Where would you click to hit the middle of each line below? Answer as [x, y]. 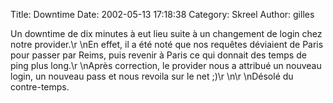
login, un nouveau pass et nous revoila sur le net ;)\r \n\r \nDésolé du [152, 76]
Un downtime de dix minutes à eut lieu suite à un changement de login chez [166, 33]
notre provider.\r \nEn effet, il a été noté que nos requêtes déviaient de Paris [167, 44]
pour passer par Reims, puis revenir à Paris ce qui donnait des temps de [158, 55]
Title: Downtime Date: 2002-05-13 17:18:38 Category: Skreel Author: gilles [162, 14]
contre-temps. [40, 87]
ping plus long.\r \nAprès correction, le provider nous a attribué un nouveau [166, 65]
